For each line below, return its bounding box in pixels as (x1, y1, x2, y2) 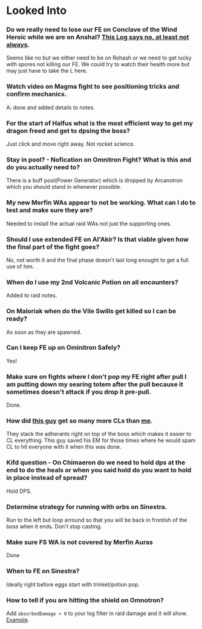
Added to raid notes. (6, 292, 57, 299)
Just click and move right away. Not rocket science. (6, 140, 135, 148)
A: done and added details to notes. (6, 104, 96, 111)
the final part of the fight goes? (6, 242, 100, 251)
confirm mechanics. (6, 90, 67, 98)
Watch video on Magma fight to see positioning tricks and (6, 83, 180, 91)
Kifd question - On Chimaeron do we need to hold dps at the (6, 458, 186, 467)
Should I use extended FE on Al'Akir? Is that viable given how (6, 235, 189, 243)
